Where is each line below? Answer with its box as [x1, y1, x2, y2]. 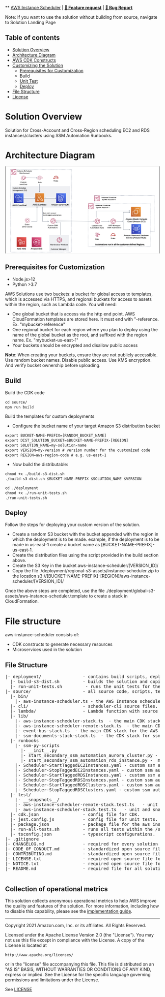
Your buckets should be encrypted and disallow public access [12, 342, 138, 348]
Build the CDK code [5, 389, 45, 396]
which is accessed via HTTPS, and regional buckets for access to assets [5, 296, 152, 302]
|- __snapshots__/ [15, 797, 60, 803]
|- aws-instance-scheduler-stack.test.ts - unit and [15, 807, 151, 812]
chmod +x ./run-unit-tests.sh [5, 490, 67, 496]
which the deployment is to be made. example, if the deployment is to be [12, 536, 160, 542]
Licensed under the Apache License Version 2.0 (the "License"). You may [5, 932, 154, 937]
